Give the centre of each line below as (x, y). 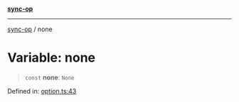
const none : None (49, 77)
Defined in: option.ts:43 (42, 91)
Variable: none (52, 58)
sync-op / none (30, 29)
